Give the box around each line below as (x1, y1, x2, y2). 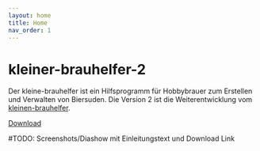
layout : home (8, 11, 52, 20)
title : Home (8, 19, 48, 27)
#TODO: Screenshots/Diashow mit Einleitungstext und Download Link (8, 134, 235, 143)
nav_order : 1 (8, 26, 52, 34)
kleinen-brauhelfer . (8, 104, 71, 113)
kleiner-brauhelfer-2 (8, 60, 147, 78)
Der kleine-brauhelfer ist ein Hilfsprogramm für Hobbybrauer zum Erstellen (8, 86, 253, 96)
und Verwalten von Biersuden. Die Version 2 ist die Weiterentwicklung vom (8, 95, 253, 104)
